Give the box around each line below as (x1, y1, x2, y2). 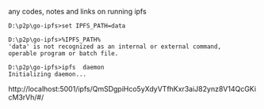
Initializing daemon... (8, 70, 87, 78)
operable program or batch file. (8, 50, 119, 58)
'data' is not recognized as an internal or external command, (8, 43, 222, 51)
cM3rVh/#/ (8, 92, 44, 102)
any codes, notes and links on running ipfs (8, 7, 147, 16)
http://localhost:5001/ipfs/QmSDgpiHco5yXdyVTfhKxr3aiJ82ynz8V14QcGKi (8, 85, 256, 93)
